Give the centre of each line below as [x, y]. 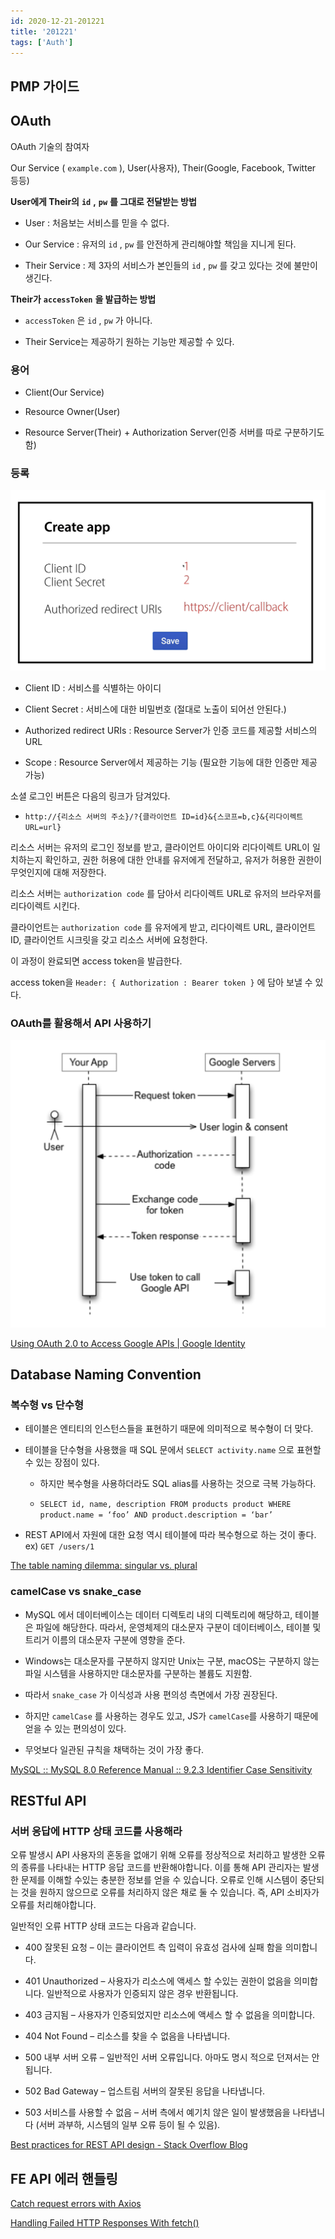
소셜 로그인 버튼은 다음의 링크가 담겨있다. [90, 796]
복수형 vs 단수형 [47, 1405]
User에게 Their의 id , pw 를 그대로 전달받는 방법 [103, 201]
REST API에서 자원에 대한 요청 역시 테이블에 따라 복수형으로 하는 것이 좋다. [170, 1535]
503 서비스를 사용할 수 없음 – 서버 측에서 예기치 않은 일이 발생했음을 [157, 2112]
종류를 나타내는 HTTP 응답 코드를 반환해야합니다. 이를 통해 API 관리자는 [160, 1867]
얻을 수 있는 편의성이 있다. [75, 1728]
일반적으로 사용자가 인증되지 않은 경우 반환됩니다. [142, 1994]
